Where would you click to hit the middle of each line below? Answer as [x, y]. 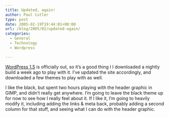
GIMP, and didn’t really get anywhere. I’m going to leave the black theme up [84, 93]
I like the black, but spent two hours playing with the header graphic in [79, 87]
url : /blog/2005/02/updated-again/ [43, 29]
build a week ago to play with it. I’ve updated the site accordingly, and [78, 72]
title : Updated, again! [30, 10]
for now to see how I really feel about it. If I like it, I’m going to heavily [77, 98]
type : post [17, 19]
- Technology [24, 43]
